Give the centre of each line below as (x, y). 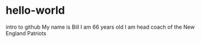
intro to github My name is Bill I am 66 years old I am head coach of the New (100, 27)
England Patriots (26, 33)
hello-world (36, 10)
